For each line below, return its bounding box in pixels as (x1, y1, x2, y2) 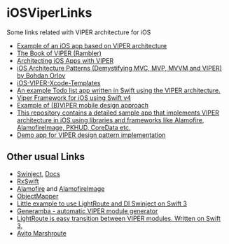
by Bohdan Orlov (16, 71, 66, 80)
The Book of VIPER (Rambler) (16, 49, 102, 57)
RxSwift (16, 177, 39, 185)
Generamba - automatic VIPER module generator (16, 206, 158, 215)
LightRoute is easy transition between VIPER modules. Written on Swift (16, 214, 221, 222)
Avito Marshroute (16, 229, 67, 237)
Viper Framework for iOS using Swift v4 (16, 93, 131, 102)
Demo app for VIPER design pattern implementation (16, 131, 166, 139)
